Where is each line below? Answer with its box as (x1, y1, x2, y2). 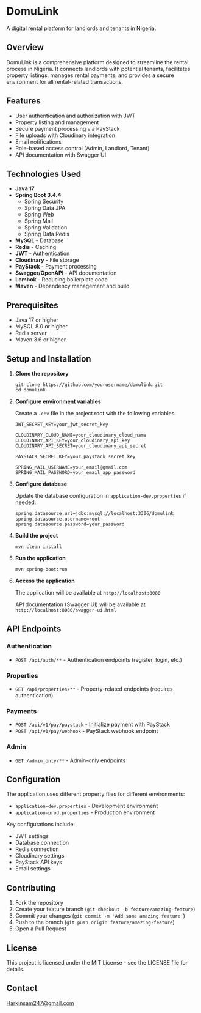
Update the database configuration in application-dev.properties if (15, 492, 186, 499)
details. (6, 965, 25, 973)
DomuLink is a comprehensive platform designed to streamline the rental (6, 58, 189, 65)
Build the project (15, 532, 58, 539)
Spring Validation (24, 224, 68, 231)
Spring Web (24, 211, 54, 218)
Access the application (15, 577, 75, 584)
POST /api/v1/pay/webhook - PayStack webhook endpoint (15, 727, 158, 735)
